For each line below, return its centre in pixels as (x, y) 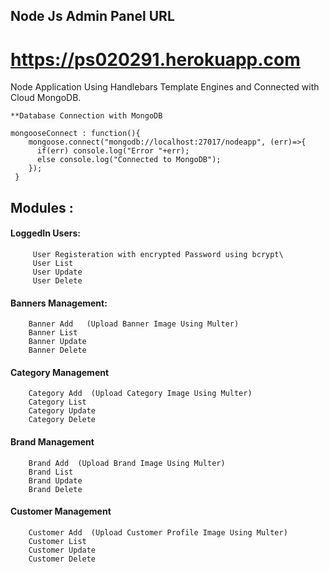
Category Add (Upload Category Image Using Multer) (140, 394)
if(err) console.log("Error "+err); (113, 151)
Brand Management (52, 441)
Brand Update (55, 480)
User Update (57, 272)
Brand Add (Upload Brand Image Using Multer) (127, 463)
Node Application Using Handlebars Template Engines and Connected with (165, 87)
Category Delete (62, 420)
